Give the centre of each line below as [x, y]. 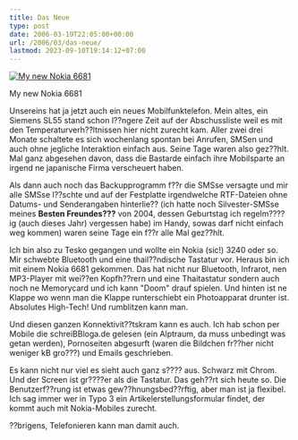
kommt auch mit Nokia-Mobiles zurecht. [83, 409]
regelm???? [264, 214]
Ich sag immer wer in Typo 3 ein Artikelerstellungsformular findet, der [137, 399]
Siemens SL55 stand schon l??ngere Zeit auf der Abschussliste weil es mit [146, 121]
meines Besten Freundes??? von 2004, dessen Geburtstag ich [125, 214]
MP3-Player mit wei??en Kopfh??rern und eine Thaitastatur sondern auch [145, 279]
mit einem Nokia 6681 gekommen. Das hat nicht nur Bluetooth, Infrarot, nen [148, 269]
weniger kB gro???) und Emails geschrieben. [91, 353]
